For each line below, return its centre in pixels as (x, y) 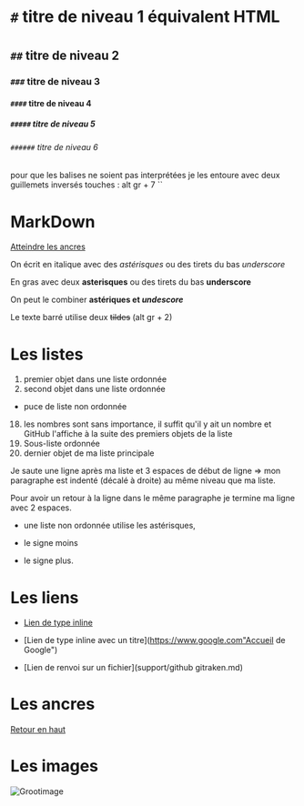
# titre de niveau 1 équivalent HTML (145, 17)
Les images (55, 766)
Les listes (47, 354)
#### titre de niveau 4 (51, 103)
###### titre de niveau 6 (54, 146)
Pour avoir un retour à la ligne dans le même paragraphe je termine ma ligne (152, 499)
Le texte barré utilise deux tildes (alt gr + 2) (91, 317)
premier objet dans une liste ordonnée (95, 379)
